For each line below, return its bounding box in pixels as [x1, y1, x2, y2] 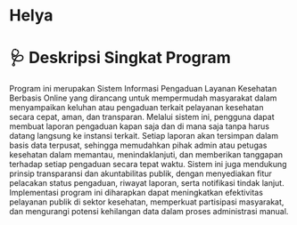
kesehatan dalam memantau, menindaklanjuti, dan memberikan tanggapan [9, 149, 284, 160]
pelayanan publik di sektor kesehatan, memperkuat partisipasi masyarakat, [9, 197, 285, 207]
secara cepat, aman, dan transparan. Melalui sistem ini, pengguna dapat [9, 112, 275, 123]
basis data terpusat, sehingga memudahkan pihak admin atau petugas [9, 140, 268, 151]
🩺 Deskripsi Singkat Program [9, 48, 232, 68]
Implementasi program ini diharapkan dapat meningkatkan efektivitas [9, 188, 263, 198]
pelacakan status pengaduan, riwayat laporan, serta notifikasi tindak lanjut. [9, 178, 285, 189]
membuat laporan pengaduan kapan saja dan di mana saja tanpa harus [9, 121, 270, 132]
